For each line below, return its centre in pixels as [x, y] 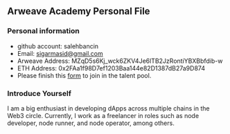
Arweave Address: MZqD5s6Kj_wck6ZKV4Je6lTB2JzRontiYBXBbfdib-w [120, 61]
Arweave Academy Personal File [79, 11]
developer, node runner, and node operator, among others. [91, 123]
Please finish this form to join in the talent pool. [84, 75]
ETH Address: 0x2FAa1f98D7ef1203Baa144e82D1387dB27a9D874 [111, 68]
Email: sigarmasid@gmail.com [60, 53]
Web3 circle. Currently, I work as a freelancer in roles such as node [103, 115]
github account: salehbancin [58, 46]
